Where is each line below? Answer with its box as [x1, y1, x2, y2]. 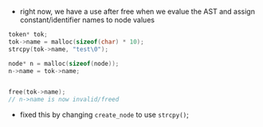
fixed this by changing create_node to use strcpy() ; [19, 110, 189, 120]
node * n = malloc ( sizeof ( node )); [8, 60, 120, 67]
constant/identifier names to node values [19, 15, 155, 25]
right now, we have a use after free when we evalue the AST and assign [19, 7, 255, 16]
